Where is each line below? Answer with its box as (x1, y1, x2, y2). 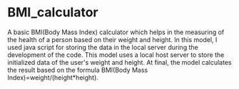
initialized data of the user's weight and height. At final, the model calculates (7, 58, 232, 66)
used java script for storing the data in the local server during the (7, 43, 198, 51)
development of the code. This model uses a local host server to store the (7, 51, 225, 59)
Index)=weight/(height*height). (7, 73, 98, 82)
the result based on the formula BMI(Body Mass (7, 66, 148, 74)
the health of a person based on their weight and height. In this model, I (7, 35, 218, 43)
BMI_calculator (7, 4, 98, 21)
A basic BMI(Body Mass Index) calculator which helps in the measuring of (7, 28, 225, 36)
